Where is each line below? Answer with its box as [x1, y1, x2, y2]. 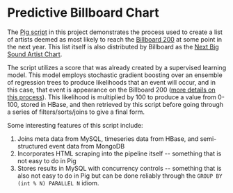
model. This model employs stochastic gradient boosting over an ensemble [7, 71, 223, 79]
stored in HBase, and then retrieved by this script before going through [20, 100, 224, 108]
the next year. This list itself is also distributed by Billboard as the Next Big [7, 42, 219, 51]
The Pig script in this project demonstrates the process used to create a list [7, 28, 223, 36]
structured [17, 142, 47, 150]
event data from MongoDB [48, 142, 125, 150]
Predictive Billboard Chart [7, 5, 159, 21]
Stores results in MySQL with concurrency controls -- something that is [17, 164, 222, 172]
